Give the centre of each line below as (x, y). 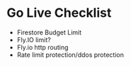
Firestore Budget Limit (49, 32)
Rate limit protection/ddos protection (70, 55)
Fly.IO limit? (34, 39)
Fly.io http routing (42, 47)
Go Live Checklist (59, 13)
